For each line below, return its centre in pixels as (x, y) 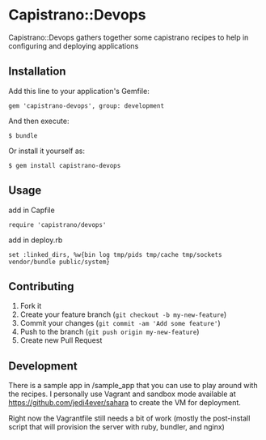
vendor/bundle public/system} (59, 262)
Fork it (31, 306)
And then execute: (39, 121)
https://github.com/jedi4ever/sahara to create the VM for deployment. (125, 403)
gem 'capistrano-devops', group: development (86, 106)
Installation (37, 72)
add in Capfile (32, 210)
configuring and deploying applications (74, 45)
